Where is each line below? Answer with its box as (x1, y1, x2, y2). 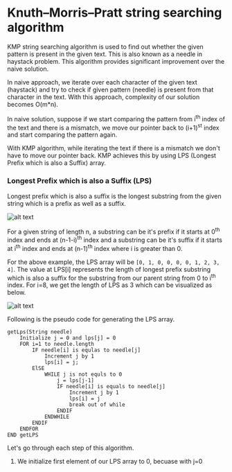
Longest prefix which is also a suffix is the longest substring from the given (7, 192, 222, 200)
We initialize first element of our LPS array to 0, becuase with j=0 (17, 457, 203, 466)
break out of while (69, 401, 126, 408)
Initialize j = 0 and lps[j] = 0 (19, 335, 116, 342)
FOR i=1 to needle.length (19, 341, 95, 348)
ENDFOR (19, 426, 39, 432)
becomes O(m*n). (7, 100, 59, 108)
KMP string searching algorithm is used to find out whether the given (7, 42, 204, 51)
